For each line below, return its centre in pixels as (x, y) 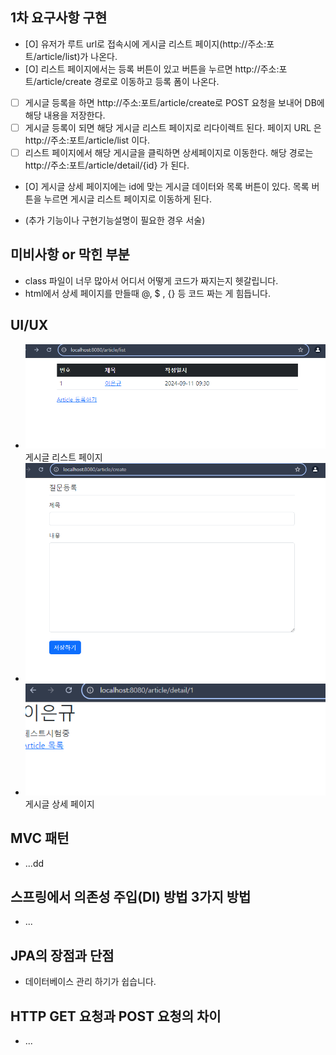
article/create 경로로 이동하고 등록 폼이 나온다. (128, 81)
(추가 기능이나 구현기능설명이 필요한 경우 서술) (115, 220)
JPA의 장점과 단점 (62, 955)
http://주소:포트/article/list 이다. (87, 140)
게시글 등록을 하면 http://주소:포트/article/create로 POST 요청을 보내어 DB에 (174, 102)
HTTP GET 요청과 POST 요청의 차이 (116, 1016)
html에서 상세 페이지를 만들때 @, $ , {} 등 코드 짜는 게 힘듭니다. (147, 293)
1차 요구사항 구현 (59, 18)
